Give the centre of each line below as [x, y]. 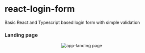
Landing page [21, 35]
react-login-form [40, 9]
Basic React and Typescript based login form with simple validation [72, 22]
